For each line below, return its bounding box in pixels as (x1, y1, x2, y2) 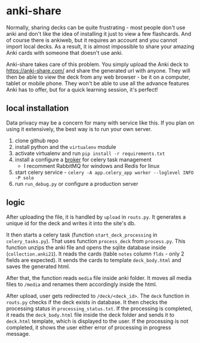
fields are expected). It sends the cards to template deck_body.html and (6, 256, 181, 263)
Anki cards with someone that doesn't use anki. (6, 49, 124, 56)
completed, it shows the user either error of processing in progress (6, 323, 171, 331)
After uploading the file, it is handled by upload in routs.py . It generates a (6, 213, 186, 220)
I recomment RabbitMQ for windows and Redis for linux (23, 162, 160, 169)
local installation (6, 103, 69, 114)
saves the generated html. (6, 263, 70, 270)
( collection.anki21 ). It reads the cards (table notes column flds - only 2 (6, 250, 184, 257)
